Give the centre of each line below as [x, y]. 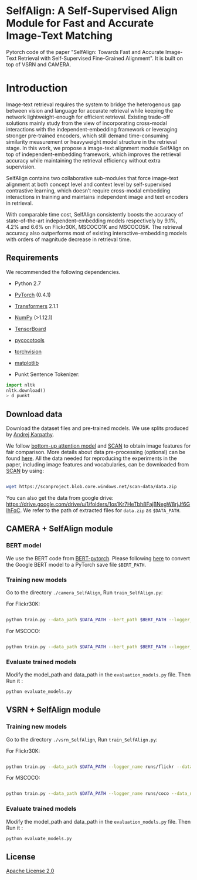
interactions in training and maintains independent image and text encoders [97, 197]
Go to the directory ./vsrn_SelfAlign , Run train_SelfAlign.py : [82, 739]
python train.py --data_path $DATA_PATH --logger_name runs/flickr [90, 767]
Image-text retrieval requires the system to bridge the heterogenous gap [94, 104]
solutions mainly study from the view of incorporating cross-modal [86, 123]
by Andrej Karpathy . [30, 435]
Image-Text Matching [60, 36]
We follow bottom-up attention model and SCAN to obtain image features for [98, 446]
